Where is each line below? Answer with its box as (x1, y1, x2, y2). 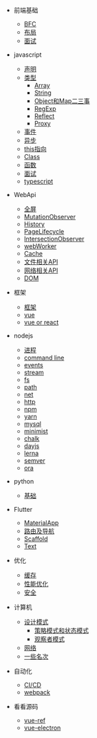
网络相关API (23, 266, 58, 275)
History (23, 220, 45, 228)
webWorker (23, 242, 57, 250)
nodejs (13, 331, 33, 340)
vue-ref (23, 717, 46, 724)
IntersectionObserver (23, 234, 85, 243)
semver (23, 456, 46, 465)
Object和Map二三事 (34, 97, 90, 105)
